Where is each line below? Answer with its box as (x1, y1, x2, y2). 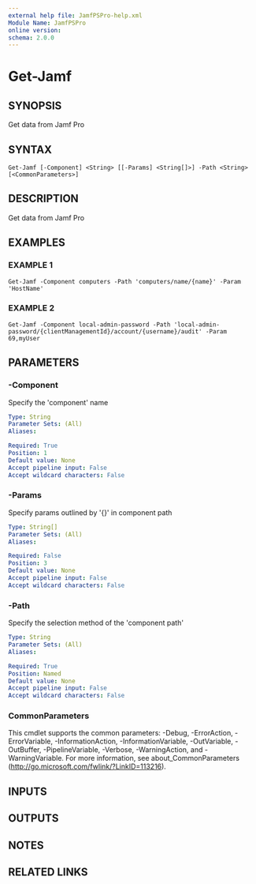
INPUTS (8, 784, 47, 798)
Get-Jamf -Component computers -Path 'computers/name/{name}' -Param (8, 277, 242, 285)
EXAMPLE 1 (8, 260, 54, 271)
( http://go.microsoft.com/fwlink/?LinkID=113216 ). (8, 762, 167, 771)
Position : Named (8, 669, 61, 678)
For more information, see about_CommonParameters (65, 754, 240, 763)
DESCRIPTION (8, 192, 79, 205)
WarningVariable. (8, 754, 65, 763)
